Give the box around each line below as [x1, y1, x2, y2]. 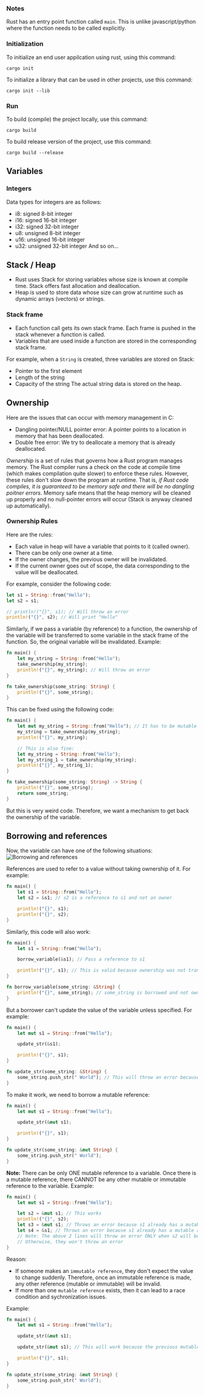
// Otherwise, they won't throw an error [17, 1238, 123, 1245]
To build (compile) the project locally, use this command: [6, 115, 148, 123]
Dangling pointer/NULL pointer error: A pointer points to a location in [15, 425, 186, 433]
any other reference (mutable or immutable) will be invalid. [15, 1280, 162, 1287]
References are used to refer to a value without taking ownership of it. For [6, 865, 191, 872]
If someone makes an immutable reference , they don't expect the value [15, 1267, 194, 1274]
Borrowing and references [6, 831, 107, 841]
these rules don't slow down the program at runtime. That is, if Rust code [6, 476, 189, 484]
